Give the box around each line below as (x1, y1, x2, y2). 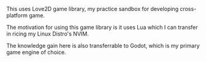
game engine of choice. (6, 48, 66, 56)
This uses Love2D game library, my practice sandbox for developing (6, 6, 179, 12)
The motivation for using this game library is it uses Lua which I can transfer (6, 24, 198, 31)
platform (6, 12, 28, 19)
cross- (180, 6, 197, 12)
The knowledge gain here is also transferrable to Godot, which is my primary (6, 42, 200, 49)
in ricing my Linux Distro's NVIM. (6, 30, 89, 37)
